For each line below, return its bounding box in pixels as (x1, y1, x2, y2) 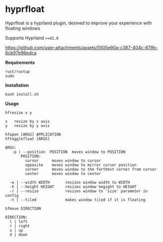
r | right (9, 223, 30, 229)
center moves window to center (25, 171, 101, 176)
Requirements (5, 59, 35, 65)
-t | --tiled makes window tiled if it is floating (9, 197, 146, 202)
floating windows (5, 25, 41, 31)
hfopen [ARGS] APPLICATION (5, 132, 61, 137)
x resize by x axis (5, 119, 50, 124)
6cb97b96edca (5, 50, 37, 56)
